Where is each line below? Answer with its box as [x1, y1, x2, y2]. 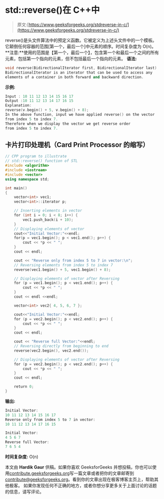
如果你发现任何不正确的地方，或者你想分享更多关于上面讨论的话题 [23, 482, 157, 488]
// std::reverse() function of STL [5, 158, 78, 163]
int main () [5, 185, 27, 190]
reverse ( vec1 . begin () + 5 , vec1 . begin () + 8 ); [14, 267, 111, 272]
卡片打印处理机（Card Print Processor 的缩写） [5, 140, 149, 149]
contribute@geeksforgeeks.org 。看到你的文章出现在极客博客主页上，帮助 [5, 476, 155, 482]
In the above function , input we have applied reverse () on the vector [5, 112, 155, 117]
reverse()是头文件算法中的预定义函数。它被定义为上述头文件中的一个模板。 [5, 37, 157, 43]
